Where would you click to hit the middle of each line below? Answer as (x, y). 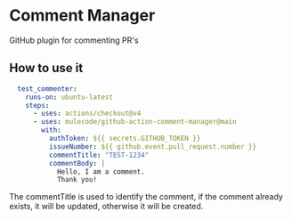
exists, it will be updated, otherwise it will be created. (106, 207)
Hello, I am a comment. (101, 171)
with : (52, 130)
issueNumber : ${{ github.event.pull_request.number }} (152, 147)
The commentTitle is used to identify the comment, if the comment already (146, 197)
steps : (37, 105)
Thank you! (77, 180)
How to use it (46, 68)
